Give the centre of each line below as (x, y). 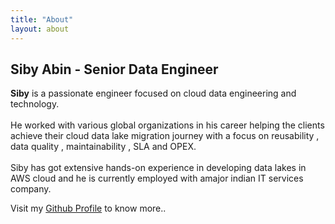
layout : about (40, 29)
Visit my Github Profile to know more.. (88, 208)
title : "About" (42, 19)
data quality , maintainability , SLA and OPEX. (103, 147)
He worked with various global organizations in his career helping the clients (167, 125)
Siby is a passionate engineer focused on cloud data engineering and (153, 93)
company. (31, 189)
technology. (35, 104)
